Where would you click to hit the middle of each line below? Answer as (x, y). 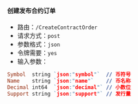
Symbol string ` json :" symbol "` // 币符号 (69, 75)
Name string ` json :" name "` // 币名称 (69, 81)
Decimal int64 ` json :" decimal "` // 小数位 (69, 87)
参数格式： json (39, 44)
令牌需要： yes (37, 53)
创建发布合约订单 (31, 10)
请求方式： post (39, 36)
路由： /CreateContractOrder (57, 27)
